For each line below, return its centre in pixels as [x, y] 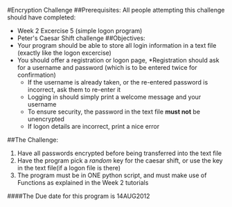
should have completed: [42, 17]
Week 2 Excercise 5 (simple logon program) [80, 31]
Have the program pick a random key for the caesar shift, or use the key [120, 161]
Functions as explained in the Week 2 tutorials [83, 182]
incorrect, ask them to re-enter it [74, 90]
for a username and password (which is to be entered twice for [107, 67]
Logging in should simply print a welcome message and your [114, 97]
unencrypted [46, 119]
